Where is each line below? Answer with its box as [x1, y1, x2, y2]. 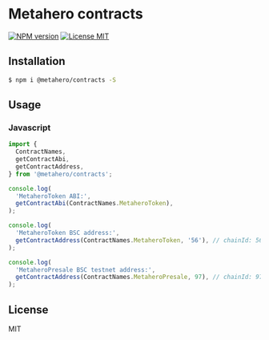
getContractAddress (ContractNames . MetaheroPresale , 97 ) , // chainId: [15, 273, 252, 281]
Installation [8, 55, 66, 68]
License [8, 302, 49, 317]
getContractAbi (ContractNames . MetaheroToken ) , [15, 200, 174, 208]
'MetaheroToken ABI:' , [15, 192, 91, 200]
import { [8, 140, 38, 148]
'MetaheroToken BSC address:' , [15, 229, 120, 237]
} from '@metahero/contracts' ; [8, 170, 113, 178]
